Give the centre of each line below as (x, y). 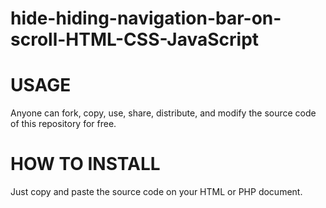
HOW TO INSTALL (85, 164)
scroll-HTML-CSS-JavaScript (135, 39)
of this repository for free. (63, 124)
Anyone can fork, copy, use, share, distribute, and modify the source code (163, 113)
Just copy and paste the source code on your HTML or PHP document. (156, 192)
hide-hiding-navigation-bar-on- (146, 18)
